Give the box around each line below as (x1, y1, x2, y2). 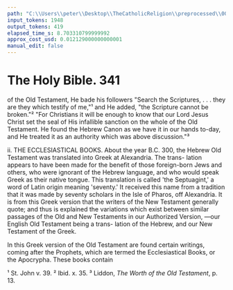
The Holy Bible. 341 (7, 72, 121, 88)
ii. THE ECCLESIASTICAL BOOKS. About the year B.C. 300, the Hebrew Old (7, 145, 222, 154)
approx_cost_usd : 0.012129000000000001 (7, 36, 123, 43)
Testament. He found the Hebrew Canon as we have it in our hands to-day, (7, 124, 221, 133)
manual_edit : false (7, 42, 64, 49)
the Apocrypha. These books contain (7, 255, 113, 264)
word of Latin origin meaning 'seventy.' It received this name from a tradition (7, 182, 225, 191)
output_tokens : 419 (7, 23, 64, 30)
